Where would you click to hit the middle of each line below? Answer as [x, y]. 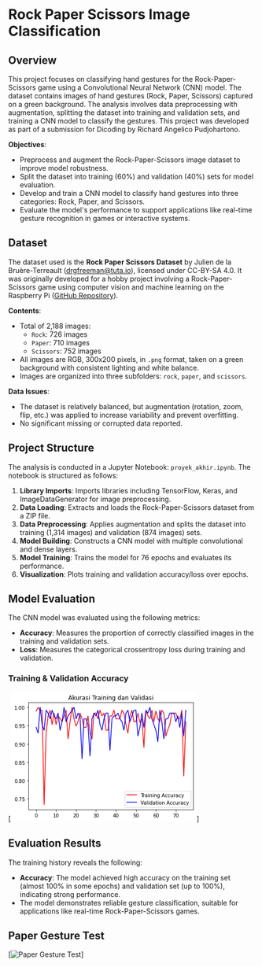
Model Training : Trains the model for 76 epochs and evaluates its [125, 557]
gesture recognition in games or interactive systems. [105, 218]
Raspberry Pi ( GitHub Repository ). [63, 295]
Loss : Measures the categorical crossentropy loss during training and [132, 650]
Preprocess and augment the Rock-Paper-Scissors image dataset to [130, 160]
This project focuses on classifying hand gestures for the [101, 79]
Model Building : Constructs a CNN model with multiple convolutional [131, 541]
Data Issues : [29, 391]
